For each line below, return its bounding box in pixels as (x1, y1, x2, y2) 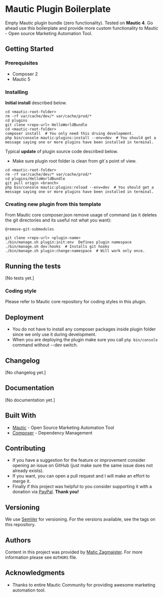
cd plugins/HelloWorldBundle (5, 176, 65, 181)
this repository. (5, 522, 36, 528)
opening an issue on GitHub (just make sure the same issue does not (12, 462, 153, 469)
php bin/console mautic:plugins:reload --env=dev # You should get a (5, 185, 154, 190)
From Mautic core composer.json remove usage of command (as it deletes (5, 212, 157, 218)
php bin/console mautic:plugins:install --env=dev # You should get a (5, 135, 156, 140)
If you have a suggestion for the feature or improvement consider (12, 457, 146, 463)
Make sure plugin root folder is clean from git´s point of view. (12, 158, 137, 164)
